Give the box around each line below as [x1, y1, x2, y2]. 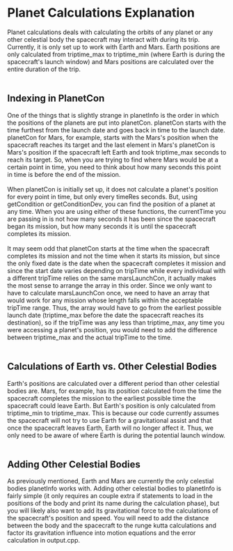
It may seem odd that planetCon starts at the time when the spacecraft [7, 244, 210, 252]
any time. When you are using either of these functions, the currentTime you [7, 207, 226, 215]
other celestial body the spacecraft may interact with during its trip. [7, 35, 200, 43]
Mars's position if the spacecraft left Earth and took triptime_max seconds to [7, 148, 227, 156]
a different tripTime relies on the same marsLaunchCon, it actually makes [7, 274, 217, 282]
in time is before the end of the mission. [7, 170, 121, 178]
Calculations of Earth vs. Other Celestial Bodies [7, 361, 217, 373]
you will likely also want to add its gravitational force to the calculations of [7, 506, 218, 515]
